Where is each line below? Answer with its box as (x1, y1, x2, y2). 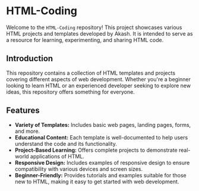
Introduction (6, 53, 53, 63)
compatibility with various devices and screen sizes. (14, 165, 143, 173)
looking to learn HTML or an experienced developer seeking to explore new (6, 82, 191, 89)
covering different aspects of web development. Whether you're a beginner (6, 75, 191, 82)
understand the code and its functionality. (14, 140, 118, 147)
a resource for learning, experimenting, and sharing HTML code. (6, 36, 164, 43)
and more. (14, 128, 40, 135)
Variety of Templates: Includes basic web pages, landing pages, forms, (14, 121, 191, 128)
